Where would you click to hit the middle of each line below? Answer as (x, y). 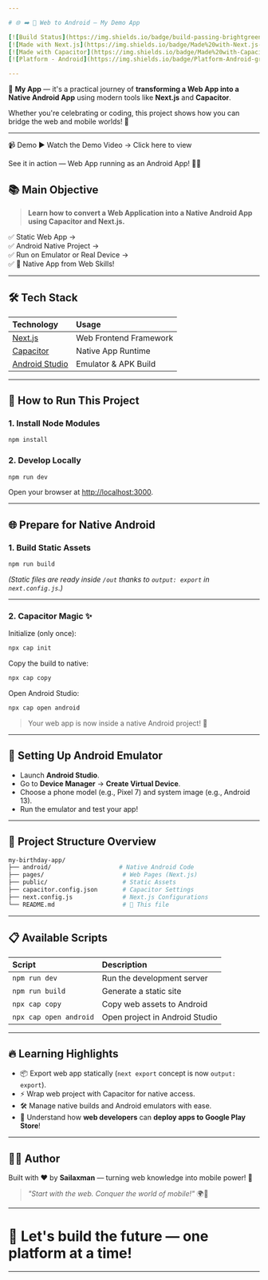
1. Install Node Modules (54, 423)
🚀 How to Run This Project (74, 401)
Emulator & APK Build (116, 364)
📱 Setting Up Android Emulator (86, 756)
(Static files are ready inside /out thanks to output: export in (109, 579)
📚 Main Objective (53, 190)
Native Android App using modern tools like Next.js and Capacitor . (120, 97)
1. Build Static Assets (50, 547)
